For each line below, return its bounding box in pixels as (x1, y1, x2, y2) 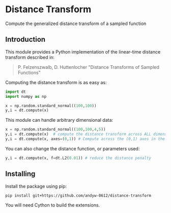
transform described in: (5, 54, 55, 60)
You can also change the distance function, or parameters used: (5, 145, 140, 151)
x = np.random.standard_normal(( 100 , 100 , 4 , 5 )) (5, 127, 106, 132)
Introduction (5, 35, 46, 44)
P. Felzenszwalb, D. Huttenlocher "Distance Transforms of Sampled (17, 64, 159, 70)
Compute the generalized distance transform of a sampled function (5, 20, 147, 26)
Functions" (17, 69, 41, 75)
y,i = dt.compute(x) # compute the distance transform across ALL (5, 131, 152, 137)
